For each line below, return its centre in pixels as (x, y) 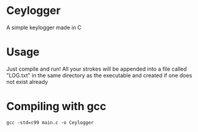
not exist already (27, 82)
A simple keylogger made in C (44, 27)
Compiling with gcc (56, 106)
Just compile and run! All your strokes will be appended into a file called (97, 69)
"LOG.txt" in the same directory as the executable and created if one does (99, 75)
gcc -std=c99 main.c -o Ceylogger (50, 122)
